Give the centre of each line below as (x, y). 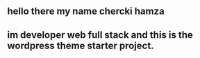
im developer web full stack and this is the (100, 35)
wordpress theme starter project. (81, 45)
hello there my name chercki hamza (86, 11)
